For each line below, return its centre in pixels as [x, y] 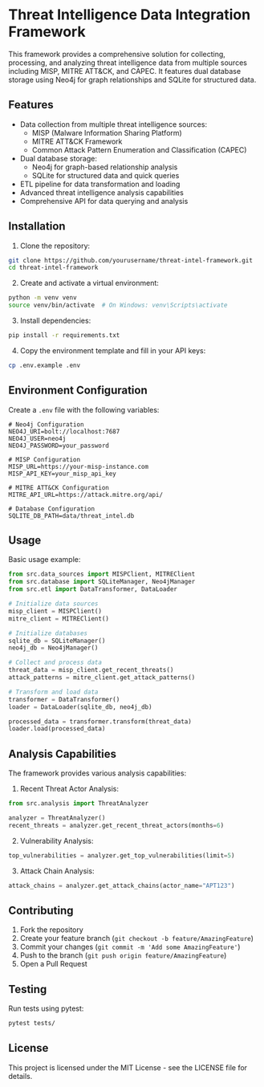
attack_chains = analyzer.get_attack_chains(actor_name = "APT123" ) [122, 885]
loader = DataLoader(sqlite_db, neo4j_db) [80, 707]
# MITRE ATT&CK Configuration [59, 487]
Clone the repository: [55, 246]
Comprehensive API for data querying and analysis [104, 201]
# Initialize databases [48, 633]
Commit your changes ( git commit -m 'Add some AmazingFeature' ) [130, 947]
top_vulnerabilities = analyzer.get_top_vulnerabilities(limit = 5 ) [122, 855]
